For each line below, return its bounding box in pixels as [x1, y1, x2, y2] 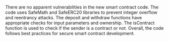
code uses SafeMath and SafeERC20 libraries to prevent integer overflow [5, 9, 158, 15]
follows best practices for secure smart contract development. [5, 31, 135, 36]
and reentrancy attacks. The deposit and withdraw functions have [5, 15, 142, 20]
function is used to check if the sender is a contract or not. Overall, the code [5, 25, 164, 31]
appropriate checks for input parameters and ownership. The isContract [5, 20, 155, 26]
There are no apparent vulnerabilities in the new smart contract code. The [5, 4, 159, 10]
